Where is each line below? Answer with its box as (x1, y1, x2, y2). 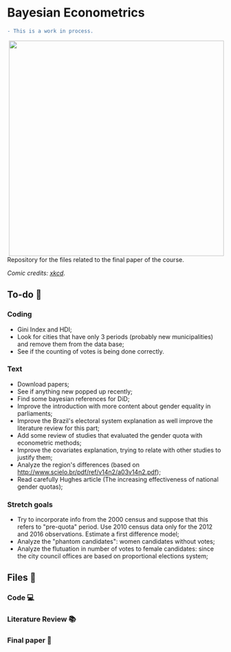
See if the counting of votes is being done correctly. (16, 347, 165, 356)
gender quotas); (16, 482, 63, 491)
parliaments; (16, 409, 53, 418)
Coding (7, 309, 32, 319)
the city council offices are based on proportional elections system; (16, 552, 208, 560)
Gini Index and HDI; (16, 325, 72, 334)
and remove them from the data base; (16, 340, 124, 348)
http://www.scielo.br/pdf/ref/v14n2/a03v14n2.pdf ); (16, 467, 162, 476)
